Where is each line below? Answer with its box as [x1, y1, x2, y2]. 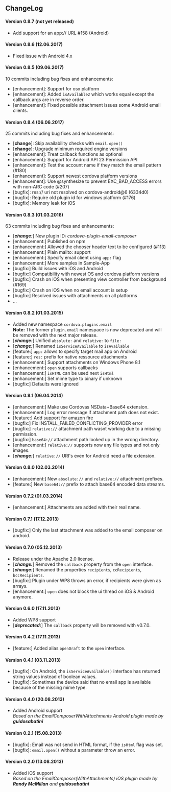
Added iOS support [12, 770, 54, 776]
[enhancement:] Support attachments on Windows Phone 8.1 [12, 359, 141, 365]
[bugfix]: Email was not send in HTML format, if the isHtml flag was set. [12, 741, 163, 748]
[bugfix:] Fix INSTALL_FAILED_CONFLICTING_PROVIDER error [12, 420, 143, 426]
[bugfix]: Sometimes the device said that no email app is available [12, 679, 151, 685]
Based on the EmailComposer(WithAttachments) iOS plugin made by [12, 775, 158, 781]
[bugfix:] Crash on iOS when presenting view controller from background [12, 276, 166, 282]
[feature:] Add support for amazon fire [12, 415, 93, 421]
